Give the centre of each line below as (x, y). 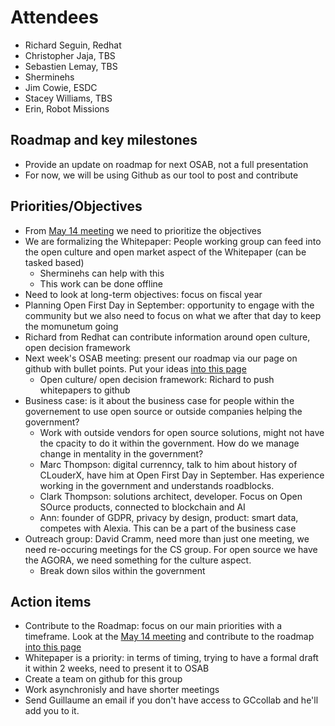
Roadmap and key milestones (104, 140)
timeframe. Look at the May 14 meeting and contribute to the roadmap (169, 637)
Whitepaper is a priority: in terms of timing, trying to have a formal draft (171, 658)
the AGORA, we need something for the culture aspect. (138, 560)
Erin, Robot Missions (67, 108)
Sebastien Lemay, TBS (71, 66)
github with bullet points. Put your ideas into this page (135, 368)
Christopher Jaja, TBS (70, 55)
